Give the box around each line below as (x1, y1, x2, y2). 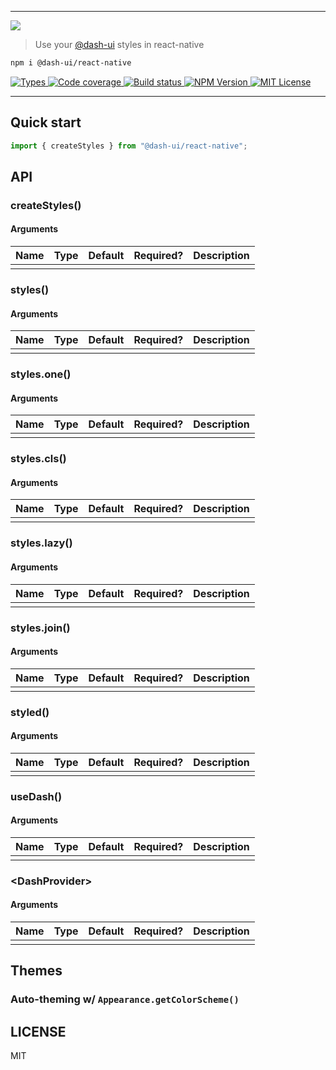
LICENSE (10, 1023, 67, 1040)
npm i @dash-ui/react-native (10, 58, 132, 68)
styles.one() (10, 367, 72, 381)
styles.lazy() (10, 536, 73, 550)
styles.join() (10, 621, 71, 635)
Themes (10, 962, 63, 980)
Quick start (10, 114, 82, 131)
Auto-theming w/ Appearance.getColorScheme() (10, 992, 240, 1006)
